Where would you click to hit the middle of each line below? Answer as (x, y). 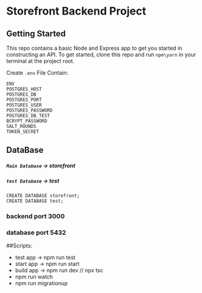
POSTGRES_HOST (24, 89)
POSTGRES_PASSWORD (29, 110)
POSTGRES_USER (24, 105)
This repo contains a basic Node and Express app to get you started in (94, 48)
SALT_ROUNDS (21, 126)
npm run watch (34, 277)
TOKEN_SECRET (23, 132)
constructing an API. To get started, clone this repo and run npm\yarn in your (101, 55)
